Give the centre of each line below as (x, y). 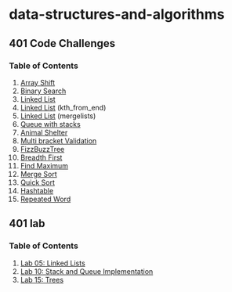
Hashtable (37, 190)
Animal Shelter (44, 132)
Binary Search (43, 91)
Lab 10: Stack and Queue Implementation (87, 271)
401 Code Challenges (62, 43)
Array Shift (38, 82)
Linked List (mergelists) (58, 116)
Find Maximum (44, 165)
